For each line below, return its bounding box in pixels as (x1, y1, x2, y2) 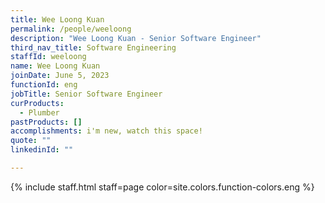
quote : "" (10, 136, 52, 146)
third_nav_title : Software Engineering (10, 42, 177, 53)
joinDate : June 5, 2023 (10, 71, 110, 81)
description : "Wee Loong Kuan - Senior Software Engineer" (10, 33, 262, 43)
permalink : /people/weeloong (10, 24, 132, 34)
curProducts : (10, 98, 65, 108)
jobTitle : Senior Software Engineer (10, 89, 163, 99)
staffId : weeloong (10, 52, 87, 62)
